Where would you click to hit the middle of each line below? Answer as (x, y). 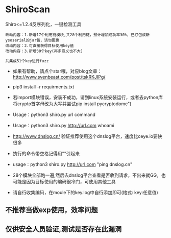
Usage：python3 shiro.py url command (54, 114)
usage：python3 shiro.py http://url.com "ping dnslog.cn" (72, 164)
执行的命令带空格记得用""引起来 (46, 153)
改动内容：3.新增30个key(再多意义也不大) (44, 51)
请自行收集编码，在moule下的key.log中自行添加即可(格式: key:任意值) (85, 192)
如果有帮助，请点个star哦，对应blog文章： (57, 71)
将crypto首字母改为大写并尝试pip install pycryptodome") (72, 104)
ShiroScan (28, 9)
